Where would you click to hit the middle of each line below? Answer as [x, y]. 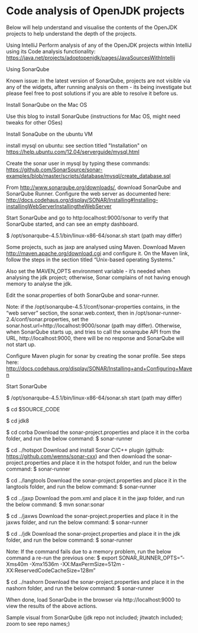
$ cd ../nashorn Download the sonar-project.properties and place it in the [95, 581]
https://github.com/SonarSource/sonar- [54, 170]
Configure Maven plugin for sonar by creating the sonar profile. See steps [96, 356]
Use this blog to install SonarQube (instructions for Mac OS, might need [93, 116]
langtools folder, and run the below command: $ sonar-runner [81, 487]
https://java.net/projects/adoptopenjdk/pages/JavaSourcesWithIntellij [91, 57]
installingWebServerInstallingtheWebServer [59, 206]
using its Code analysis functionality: [51, 51]
